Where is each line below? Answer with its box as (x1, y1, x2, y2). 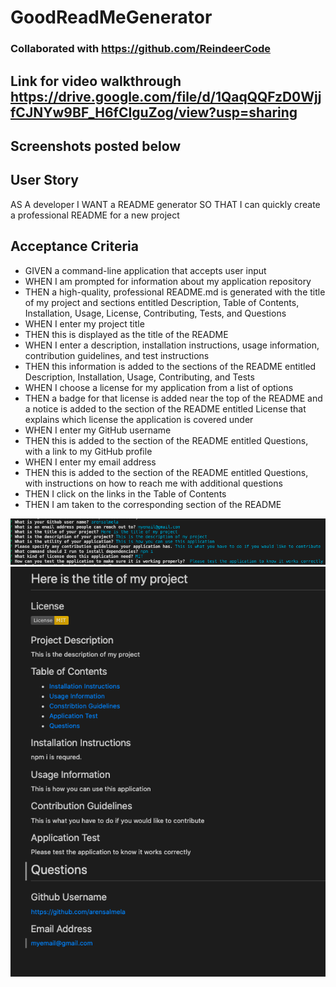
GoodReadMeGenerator (10, 6, 213, 29)
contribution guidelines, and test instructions (24, 349, 210, 361)
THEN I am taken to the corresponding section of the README (24, 498, 282, 510)
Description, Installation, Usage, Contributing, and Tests (24, 371, 255, 383)
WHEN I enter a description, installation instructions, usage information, (24, 339, 320, 351)
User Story (10, 172, 79, 189)
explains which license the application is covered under (24, 413, 254, 425)
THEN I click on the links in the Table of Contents (24, 487, 227, 500)
